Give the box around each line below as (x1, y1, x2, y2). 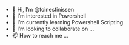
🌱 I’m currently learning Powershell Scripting (12, 19, 124, 26)
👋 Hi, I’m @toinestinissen (12, 6, 74, 13)
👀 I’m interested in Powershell (12, 12, 87, 19)
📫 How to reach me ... (12, 32, 68, 39)
